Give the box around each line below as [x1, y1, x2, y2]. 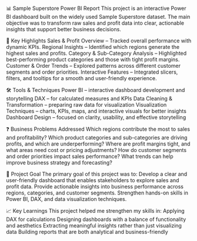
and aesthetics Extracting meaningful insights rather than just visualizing [6, 222, 182, 229]
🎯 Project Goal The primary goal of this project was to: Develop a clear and [6, 170, 188, 177]
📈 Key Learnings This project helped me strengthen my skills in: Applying [6, 207, 185, 214]
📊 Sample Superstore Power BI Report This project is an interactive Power [6, 5, 186, 12]
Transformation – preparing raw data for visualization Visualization [6, 101, 167, 108]
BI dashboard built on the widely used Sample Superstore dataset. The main [6, 14, 191, 20]
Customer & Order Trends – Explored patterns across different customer [6, 62, 181, 69]
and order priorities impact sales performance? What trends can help [6, 153, 173, 160]
